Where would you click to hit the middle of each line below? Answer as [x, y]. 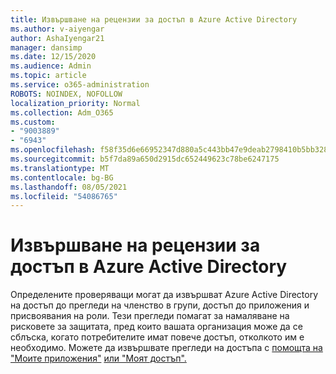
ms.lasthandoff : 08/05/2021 [69, 187]
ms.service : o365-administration [80, 85]
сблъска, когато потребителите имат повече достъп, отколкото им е [157, 337]
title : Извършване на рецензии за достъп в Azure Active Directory [154, 19]
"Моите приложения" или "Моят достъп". [98, 358]
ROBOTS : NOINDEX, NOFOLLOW [66, 94]
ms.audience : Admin [51, 66]
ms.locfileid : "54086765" [64, 196]
